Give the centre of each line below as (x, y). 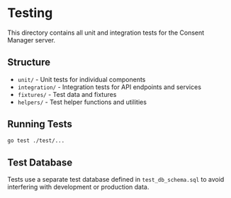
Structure (29, 63)
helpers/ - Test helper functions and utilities (82, 102)
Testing (30, 13)
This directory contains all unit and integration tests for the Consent (106, 33)
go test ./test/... (36, 140)
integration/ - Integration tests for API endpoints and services (109, 87)
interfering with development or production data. (78, 187)
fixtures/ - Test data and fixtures (67, 94)
